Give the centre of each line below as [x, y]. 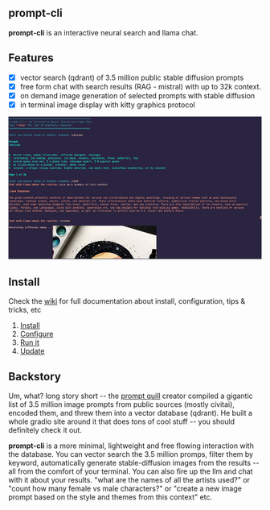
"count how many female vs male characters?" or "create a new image [125, 489]
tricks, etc [25, 310]
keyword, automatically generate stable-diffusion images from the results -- [134, 463]
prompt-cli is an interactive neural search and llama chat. [103, 32]
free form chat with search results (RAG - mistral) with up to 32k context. [141, 86]
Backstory [35, 377]
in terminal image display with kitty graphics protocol [107, 105]
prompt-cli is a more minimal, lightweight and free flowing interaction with [131, 446]
